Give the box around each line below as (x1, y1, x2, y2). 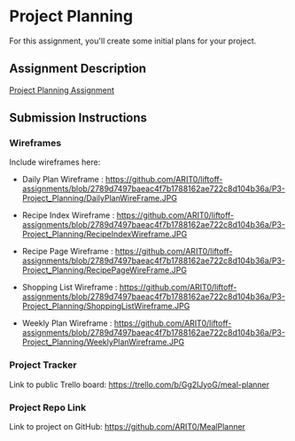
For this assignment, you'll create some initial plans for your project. (9, 35, 257, 46)
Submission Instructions (9, 111, 148, 126)
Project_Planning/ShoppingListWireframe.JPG (21, 301, 190, 312)
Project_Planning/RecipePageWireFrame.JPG (21, 265, 188, 275)
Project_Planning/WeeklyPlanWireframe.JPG (21, 337, 184, 347)
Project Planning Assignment (9, 84, 115, 95)
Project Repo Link (9, 401, 87, 414)
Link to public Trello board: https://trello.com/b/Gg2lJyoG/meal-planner (9, 379, 270, 390)
